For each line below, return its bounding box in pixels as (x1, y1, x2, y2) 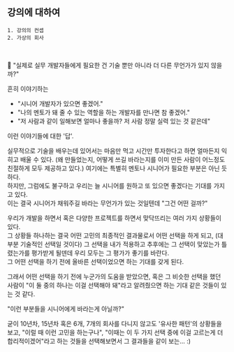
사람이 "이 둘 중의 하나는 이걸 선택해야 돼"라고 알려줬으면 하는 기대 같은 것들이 (7, 281, 220, 289)
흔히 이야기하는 (7, 85, 49, 93)
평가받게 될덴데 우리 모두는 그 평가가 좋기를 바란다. (31, 249, 170, 257)
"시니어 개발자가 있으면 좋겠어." (17, 99, 103, 108)
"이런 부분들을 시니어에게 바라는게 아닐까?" (7, 305, 124, 313)
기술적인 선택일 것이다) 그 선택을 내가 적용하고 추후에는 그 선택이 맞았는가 (20, 240, 220, 248)
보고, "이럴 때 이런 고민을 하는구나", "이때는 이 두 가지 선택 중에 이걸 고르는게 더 (7, 328, 224, 337)
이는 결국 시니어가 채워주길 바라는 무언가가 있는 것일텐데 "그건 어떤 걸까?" (7, 198, 208, 207)
